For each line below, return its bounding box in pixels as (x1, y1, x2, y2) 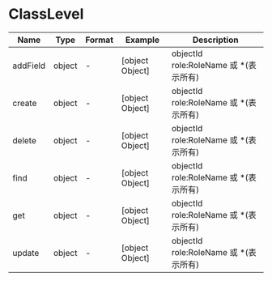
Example (125, 34, 160, 45)
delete (12, 134, 36, 146)
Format (84, 34, 113, 45)
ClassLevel (8, 5, 84, 23)
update (12, 247, 40, 258)
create (12, 97, 37, 109)
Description (193, 34, 239, 45)
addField (12, 60, 46, 71)
